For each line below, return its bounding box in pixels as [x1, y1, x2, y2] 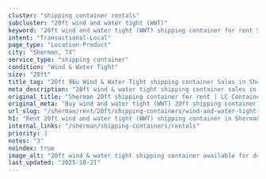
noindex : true [8, 144, 55, 152]
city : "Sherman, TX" [8, 48, 77, 56]
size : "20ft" [8, 70, 51, 78]
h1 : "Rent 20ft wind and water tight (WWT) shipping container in [8, 115, 232, 123]
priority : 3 [8, 129, 47, 137]
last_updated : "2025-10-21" [8, 159, 101, 167]
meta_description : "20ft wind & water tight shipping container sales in [8, 85, 257, 93]
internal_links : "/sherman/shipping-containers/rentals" [8, 122, 200, 130]
